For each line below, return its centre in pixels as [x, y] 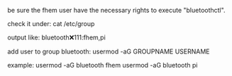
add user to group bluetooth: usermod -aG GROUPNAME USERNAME [109, 51]
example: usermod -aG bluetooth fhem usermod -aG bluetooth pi [103, 65]
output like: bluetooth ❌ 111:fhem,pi [57, 37]
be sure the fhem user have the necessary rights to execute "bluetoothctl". [116, 10]
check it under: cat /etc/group [51, 24]
